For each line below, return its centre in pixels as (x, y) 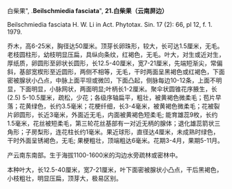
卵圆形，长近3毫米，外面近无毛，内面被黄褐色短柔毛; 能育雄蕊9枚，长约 (115, 115)
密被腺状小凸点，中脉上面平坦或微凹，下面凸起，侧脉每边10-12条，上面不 (112, 80)
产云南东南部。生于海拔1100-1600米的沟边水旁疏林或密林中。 (94, 155)
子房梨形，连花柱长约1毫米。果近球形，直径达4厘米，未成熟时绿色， (122, 132)
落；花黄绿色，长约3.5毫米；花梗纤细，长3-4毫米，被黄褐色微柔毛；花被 (110, 106)
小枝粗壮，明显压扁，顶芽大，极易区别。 (65, 178)
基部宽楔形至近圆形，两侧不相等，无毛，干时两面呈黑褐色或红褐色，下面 (122, 72)
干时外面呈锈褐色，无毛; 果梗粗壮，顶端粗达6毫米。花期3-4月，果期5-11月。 (116, 141)
